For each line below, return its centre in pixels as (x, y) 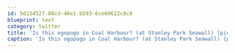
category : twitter (34, 26)
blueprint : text (31, 20)
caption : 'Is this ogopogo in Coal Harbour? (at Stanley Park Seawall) (114, 39)
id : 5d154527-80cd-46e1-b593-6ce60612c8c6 (70, 13)
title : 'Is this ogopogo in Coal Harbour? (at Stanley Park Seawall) (111, 33)
